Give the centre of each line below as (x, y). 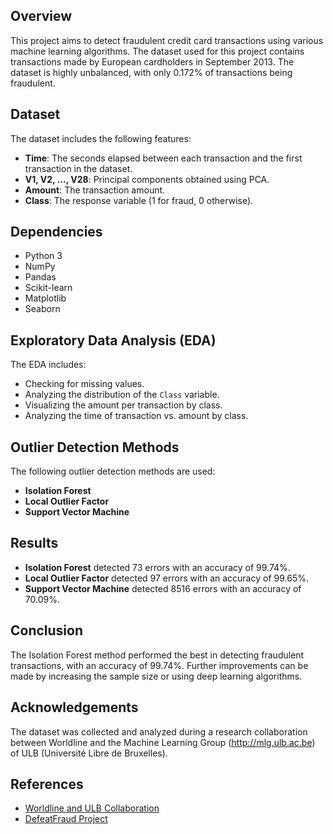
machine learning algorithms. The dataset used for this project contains (157, 51)
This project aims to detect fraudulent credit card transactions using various (167, 40)
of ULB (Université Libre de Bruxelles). (89, 753)
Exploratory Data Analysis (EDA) (113, 340)
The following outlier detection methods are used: (113, 471)
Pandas (40, 277)
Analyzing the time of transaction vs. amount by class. (136, 416)
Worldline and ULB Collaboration (92, 808)
